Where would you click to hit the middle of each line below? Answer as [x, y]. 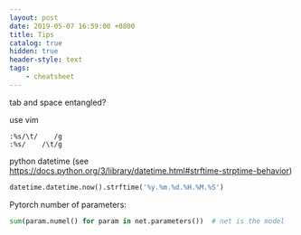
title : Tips [32, 34]
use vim [24, 119]
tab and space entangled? [58, 102]
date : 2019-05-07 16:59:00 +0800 [72, 26]
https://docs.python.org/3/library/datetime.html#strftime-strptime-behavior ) [151, 170]
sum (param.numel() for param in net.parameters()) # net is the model [147, 221]
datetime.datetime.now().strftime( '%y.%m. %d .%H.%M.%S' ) [117, 187]
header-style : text [46, 60]
